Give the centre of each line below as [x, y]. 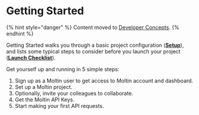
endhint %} [20, 33]
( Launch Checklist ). [31, 57]
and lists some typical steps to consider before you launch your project [93, 51]
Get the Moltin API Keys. [45, 100]
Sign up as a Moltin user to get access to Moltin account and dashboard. [104, 81]
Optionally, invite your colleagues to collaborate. [74, 93]
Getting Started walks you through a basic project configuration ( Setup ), [95, 45]
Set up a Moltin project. [43, 87]
